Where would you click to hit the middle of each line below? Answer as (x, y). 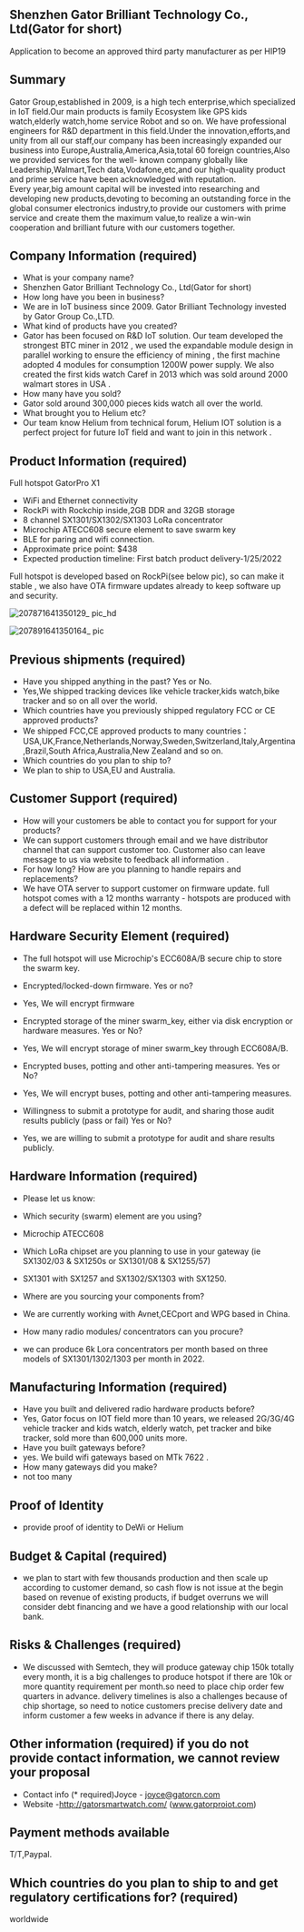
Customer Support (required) (94, 799)
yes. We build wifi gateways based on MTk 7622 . (115, 1457)
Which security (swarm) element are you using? (112, 1216)
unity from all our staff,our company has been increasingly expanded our (146, 140)
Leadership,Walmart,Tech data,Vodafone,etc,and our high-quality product (147, 169)
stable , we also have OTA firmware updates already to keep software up (145, 586)
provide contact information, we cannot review (145, 1759)
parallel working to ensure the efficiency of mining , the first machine (151, 355)
